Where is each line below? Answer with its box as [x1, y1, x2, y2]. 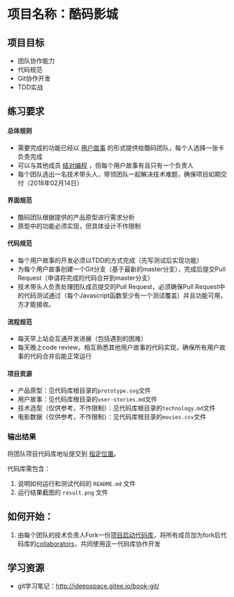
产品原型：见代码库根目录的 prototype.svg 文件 [17, 386, 151, 394]
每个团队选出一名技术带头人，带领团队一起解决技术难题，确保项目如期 [17, 169, 221, 178]
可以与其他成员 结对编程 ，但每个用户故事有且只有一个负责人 [17, 161, 194, 169]
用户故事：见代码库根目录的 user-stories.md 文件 [17, 395, 158, 404]
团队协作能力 [17, 57, 55, 65]
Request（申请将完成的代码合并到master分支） [17, 274, 155, 282]
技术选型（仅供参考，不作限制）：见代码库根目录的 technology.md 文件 [17, 404, 216, 412]
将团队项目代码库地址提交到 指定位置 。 [7, 449, 120, 458]
